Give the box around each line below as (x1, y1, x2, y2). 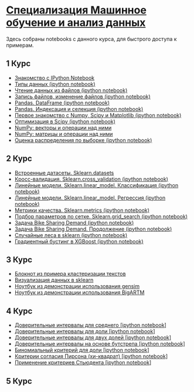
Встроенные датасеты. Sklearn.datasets (14, 169, 114, 176)
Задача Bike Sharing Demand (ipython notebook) (14, 219, 134, 226)
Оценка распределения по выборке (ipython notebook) (14, 136, 152, 144)
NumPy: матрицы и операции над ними (14, 130, 113, 137)
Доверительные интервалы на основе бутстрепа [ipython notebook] (14, 340, 186, 347)
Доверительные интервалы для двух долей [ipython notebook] (14, 334, 172, 341)
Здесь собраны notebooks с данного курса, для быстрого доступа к (6, 35, 177, 42)
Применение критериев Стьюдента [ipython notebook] (14, 359, 152, 366)
